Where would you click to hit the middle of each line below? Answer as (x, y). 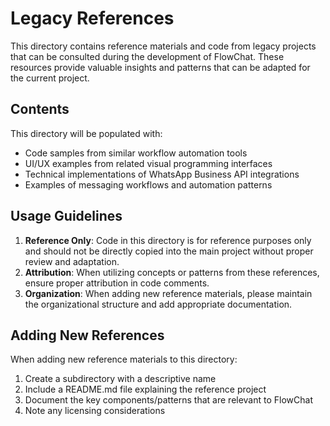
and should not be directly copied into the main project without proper (169, 251)
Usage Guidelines (66, 216)
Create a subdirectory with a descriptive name (120, 379)
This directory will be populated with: (86, 133)
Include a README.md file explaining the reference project (145, 389)
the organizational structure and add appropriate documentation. (158, 304)
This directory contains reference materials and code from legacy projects (163, 46)
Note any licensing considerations (95, 411)
